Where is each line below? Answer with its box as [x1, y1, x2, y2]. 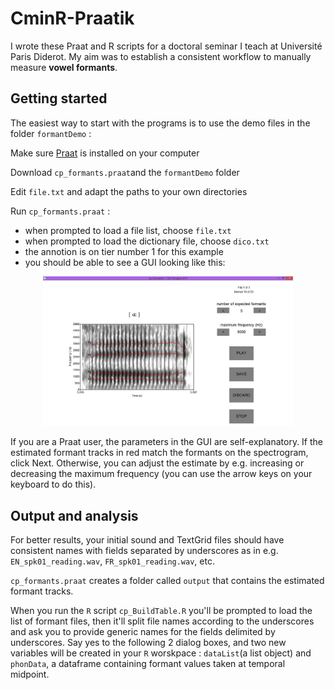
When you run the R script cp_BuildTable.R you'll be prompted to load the [10, 605, 313, 617]
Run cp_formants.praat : [10, 205, 111, 217]
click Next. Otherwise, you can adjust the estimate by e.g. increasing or [10, 457, 305, 469]
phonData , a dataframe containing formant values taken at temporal [10, 658, 286, 670]
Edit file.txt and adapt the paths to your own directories [10, 185, 248, 197]
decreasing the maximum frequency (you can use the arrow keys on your [10, 468, 313, 480]
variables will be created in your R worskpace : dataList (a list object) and [10, 647, 312, 659]
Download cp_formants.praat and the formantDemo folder [10, 166, 240, 178]
